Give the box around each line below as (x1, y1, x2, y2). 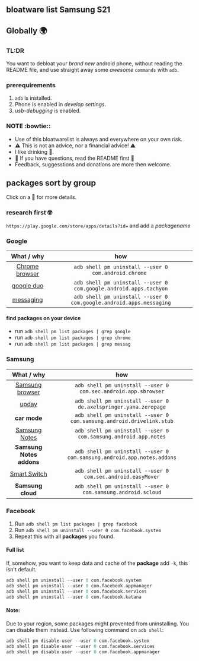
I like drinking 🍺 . (14, 148, 54, 155)
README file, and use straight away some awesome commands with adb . (6, 67, 179, 74)
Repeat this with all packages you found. (14, 533, 115, 540)
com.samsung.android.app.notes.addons (67, 454, 176, 461)
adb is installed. (14, 94, 52, 102)
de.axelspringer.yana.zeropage (78, 403, 166, 410)
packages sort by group (6, 178, 97, 188)
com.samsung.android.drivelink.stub (70, 418, 174, 424)
